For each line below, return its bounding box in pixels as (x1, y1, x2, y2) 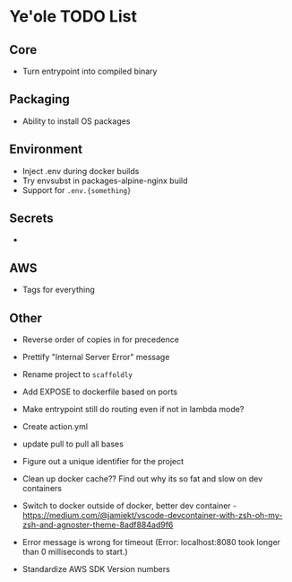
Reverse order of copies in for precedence (21, 334, 179, 345)
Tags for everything (21, 285, 96, 295)
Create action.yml (21, 421, 88, 432)
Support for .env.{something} (21, 184, 132, 195)
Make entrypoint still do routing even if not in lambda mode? (21, 404, 245, 415)
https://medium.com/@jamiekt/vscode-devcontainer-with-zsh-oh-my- (21, 510, 283, 521)
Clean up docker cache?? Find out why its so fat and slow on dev (21, 473, 263, 484)
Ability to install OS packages (21, 115, 131, 127)
